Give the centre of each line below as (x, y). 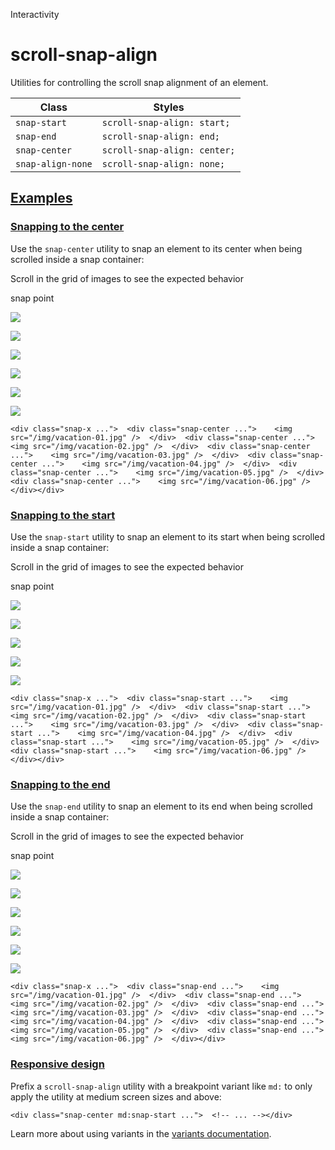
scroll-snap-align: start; (166, 122)
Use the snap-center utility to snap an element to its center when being (156, 248)
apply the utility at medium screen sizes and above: (116, 1096)
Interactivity (35, 14)
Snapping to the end (60, 784)
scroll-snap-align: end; (161, 136)
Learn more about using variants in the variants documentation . (141, 1133)
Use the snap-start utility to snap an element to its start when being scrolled (168, 536)
